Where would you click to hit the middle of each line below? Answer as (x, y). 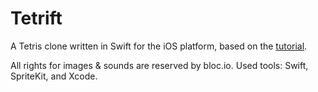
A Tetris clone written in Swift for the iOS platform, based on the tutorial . (159, 46)
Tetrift (36, 18)
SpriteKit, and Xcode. (54, 76)
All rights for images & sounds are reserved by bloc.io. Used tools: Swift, (159, 65)
